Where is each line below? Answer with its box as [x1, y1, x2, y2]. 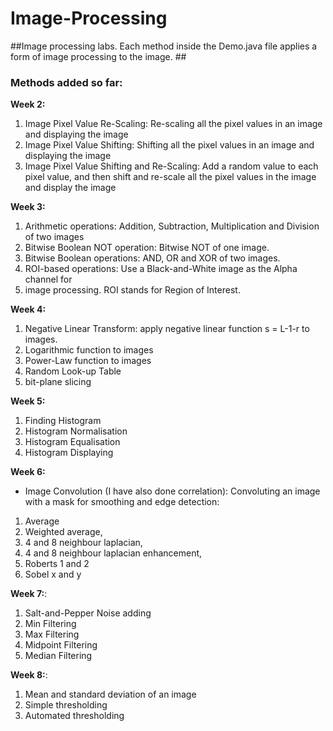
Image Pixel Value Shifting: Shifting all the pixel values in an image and [24, 139, 315, 151]
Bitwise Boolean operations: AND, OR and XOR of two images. [24, 252, 281, 264]
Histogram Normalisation [24, 425, 128, 437]
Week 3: [10, 201, 46, 213]
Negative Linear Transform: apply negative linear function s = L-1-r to [24, 323, 310, 335]
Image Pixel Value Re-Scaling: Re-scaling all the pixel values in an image [24, 118, 323, 130]
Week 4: [10, 303, 47, 316]
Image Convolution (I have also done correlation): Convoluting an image [24, 485, 321, 497]
